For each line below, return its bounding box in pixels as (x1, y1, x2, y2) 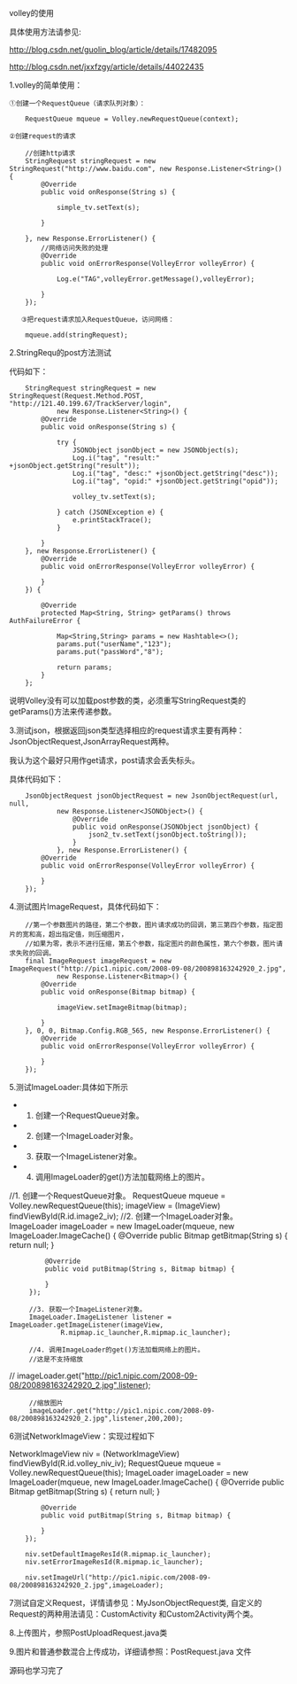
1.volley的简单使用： (9, 80, 83, 90)
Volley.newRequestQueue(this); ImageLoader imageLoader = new (9, 1468, 249, 1477)
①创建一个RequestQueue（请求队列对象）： (9, 99, 146, 108)
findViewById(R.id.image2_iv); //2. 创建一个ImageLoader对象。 (9, 1211, 239, 1221)
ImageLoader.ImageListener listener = (28, 1313, 172, 1321)
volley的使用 (9, 8, 55, 18)
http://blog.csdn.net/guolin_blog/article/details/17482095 (9, 44, 217, 55)
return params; (56, 663, 113, 672)
